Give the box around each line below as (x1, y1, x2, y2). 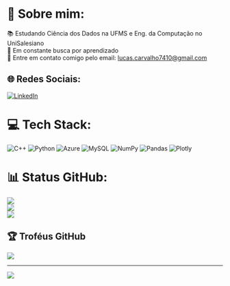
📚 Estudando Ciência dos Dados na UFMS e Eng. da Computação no (7, 29, 203, 37)
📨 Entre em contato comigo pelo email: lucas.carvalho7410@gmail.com (7, 53, 207, 62)
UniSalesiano (7, 39, 44, 47)
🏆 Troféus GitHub (7, 231, 86, 242)
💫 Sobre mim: (7, 6, 85, 22)
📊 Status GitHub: (7, 169, 107, 185)
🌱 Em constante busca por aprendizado (7, 46, 118, 54)
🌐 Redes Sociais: (7, 73, 81, 85)
